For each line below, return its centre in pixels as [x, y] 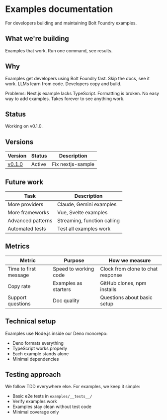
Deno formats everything [38, 343]
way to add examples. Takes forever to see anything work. [65, 99]
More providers [26, 204]
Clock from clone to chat [129, 269]
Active [39, 164]
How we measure [130, 260]
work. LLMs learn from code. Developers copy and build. [63, 84]
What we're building [37, 39]
